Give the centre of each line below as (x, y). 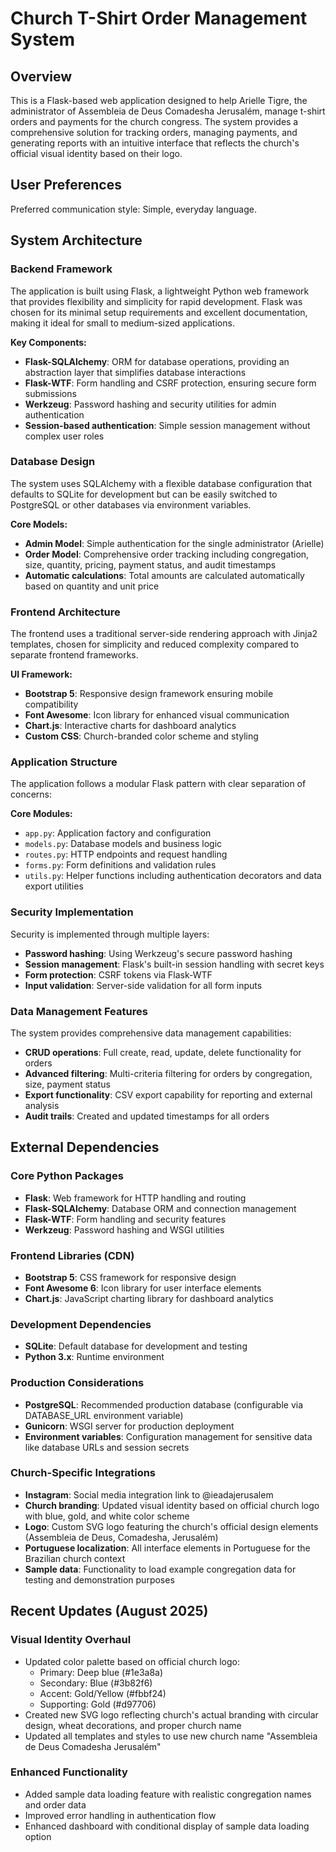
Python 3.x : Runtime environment (94, 1357)
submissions (50, 393)
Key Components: (48, 342)
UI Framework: (41, 674)
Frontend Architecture (65, 612)
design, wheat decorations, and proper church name (133, 1725)
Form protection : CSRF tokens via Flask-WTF (118, 974)
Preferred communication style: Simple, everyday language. (133, 209)
